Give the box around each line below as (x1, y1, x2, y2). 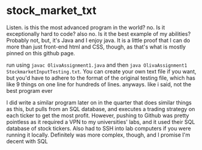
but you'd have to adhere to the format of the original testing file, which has (6, 74, 196, 81)
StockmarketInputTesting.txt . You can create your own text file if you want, (6, 67, 197, 75)
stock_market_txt (6, 4, 97, 18)
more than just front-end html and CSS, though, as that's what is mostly (6, 43, 186, 50)
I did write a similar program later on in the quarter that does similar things (6, 98, 192, 106)
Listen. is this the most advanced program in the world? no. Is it (6, 24, 165, 31)
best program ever (6, 87, 53, 94)
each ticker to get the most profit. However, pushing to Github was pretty (6, 112, 190, 119)
